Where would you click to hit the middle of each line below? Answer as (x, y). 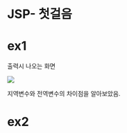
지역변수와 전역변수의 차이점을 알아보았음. (64, 94)
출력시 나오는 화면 (31, 66)
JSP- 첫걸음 (40, 14)
